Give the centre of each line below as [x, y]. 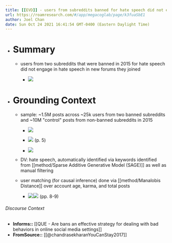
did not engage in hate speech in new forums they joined [80, 69]
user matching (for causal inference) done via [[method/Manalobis [90, 181]
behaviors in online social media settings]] [57, 229]
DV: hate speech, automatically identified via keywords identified [89, 160]
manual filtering [37, 171]
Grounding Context [54, 101]
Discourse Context [25, 208]
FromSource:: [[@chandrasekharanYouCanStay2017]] [70, 235]
